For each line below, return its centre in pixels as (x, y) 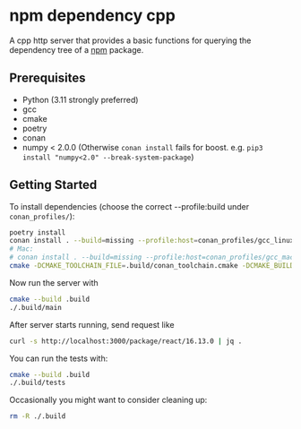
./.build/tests (38, 383)
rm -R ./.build (38, 416)
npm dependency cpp (93, 16)
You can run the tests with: (59, 358)
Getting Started (53, 185)
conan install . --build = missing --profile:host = (104, 241)
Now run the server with (54, 282)
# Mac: (21, 249)
